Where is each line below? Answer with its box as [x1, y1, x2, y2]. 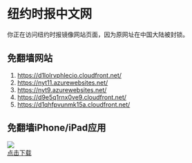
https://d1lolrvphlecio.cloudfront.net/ [17, 71, 122, 79]
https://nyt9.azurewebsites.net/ [17, 85, 107, 94]
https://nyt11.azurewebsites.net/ [17, 78, 108, 87]
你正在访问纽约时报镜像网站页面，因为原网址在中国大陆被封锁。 [7, 30, 189, 39]
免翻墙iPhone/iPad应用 [7, 122, 106, 134]
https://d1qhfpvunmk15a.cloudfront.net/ [17, 100, 131, 109]
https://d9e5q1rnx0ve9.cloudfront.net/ [17, 93, 126, 101]
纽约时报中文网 [7, 6, 93, 22]
